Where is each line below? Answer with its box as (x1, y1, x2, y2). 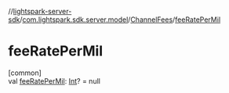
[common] (8, 68, 42, 77)
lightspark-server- (13, 7, 72, 16)
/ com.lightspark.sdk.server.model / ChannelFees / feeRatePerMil (19, 15, 221, 24)
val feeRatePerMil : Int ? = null (8, 76, 100, 85)
